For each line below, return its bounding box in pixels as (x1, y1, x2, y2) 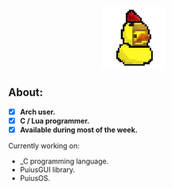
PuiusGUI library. (19, 165, 76, 174)
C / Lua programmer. (19, 116, 90, 125)
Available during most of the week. (19, 124, 138, 134)
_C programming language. (19, 156, 109, 166)
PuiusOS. (19, 174, 50, 183)
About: (8, 86, 44, 100)
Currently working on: (8, 141, 80, 150)
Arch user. (19, 107, 56, 116)
